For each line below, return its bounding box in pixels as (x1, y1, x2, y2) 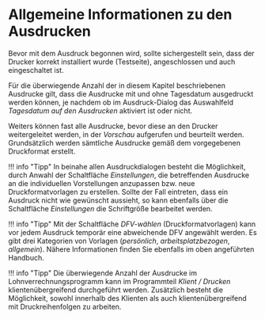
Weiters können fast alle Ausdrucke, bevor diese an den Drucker (8, 121, 218, 131)
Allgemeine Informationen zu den (8, 6, 233, 24)
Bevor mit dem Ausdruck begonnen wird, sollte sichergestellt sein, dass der (8, 48, 255, 58)
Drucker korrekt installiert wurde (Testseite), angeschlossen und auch (8, 57, 236, 66)
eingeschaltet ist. (8, 65, 65, 74)
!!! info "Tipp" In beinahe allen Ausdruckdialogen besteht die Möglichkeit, (8, 161, 246, 171)
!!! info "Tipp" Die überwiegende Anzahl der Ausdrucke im (8, 268, 198, 278)
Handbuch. (8, 253, 45, 262)
